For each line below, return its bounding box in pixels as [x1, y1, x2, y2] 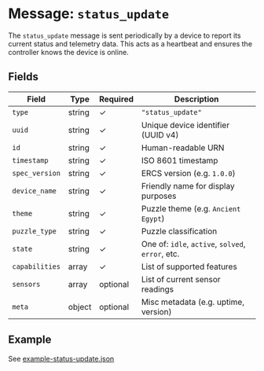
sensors [12, 280, 41, 288]
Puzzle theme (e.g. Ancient [141, 203, 241, 214]
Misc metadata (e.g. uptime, [141, 296, 245, 307]
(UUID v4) [141, 129, 179, 140]
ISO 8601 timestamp [141, 155, 218, 166]
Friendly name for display [141, 180, 235, 191]
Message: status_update [8, 5, 170, 23]
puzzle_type [12, 226, 57, 236]
